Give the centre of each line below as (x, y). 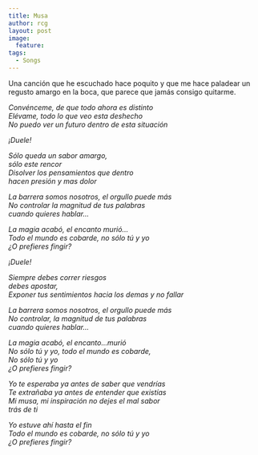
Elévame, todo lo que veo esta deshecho (75, 116)
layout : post (30, 30)
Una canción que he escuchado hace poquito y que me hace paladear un (129, 83)
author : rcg (28, 23)
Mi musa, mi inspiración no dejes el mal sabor (84, 400)
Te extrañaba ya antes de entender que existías (87, 392)
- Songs (28, 61)
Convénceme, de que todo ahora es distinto (81, 107)
